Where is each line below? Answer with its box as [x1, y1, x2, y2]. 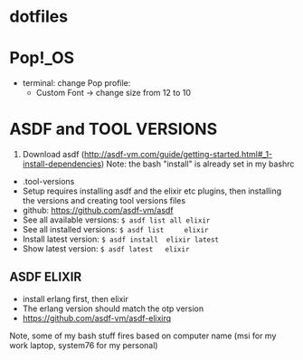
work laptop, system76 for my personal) [9, 339, 158, 350]
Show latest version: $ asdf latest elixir [22, 243, 190, 254]
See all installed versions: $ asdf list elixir [22, 224, 209, 235]
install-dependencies [22, 158, 102, 169]
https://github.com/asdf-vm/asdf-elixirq [22, 312, 172, 323]
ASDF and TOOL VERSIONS [9, 119, 218, 139]
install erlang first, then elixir [22, 293, 129, 304]
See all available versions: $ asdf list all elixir [22, 214, 211, 225]
